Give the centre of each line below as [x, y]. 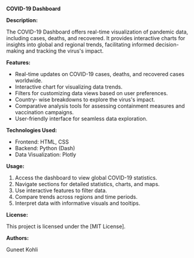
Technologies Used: [32, 130]
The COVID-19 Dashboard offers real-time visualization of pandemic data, [97, 32]
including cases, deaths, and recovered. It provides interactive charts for [96, 38]
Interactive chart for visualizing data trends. [69, 87]
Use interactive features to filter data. [61, 190]
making [16, 51]
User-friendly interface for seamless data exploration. [81, 119]
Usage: [16, 166]
